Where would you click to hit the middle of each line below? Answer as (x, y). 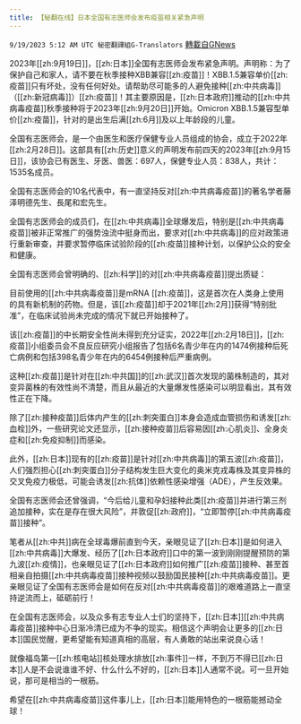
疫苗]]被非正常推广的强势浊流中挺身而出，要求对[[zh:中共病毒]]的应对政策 (145, 232)
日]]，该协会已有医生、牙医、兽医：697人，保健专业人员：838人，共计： (144, 160)
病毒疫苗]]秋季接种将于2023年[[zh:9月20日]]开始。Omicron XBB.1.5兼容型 (146, 108)
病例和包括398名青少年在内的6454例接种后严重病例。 (116, 357)
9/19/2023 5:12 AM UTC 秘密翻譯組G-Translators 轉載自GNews (122, 44)
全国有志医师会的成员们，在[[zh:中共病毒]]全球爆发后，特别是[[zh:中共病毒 (147, 221)
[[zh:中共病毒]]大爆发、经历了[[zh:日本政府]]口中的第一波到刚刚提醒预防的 (146, 553)
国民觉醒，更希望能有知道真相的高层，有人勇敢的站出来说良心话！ (145, 639)
